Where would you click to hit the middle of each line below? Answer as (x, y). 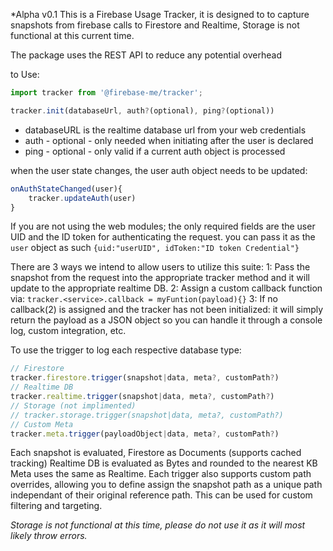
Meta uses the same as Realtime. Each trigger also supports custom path (161, 474)
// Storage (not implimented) (73, 405)
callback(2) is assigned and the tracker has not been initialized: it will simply (167, 310)
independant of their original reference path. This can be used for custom (161, 495)
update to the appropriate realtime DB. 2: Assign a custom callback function (166, 288)
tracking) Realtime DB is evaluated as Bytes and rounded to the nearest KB (164, 463)
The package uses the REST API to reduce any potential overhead (146, 55)
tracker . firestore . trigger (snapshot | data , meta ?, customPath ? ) (145, 378)
